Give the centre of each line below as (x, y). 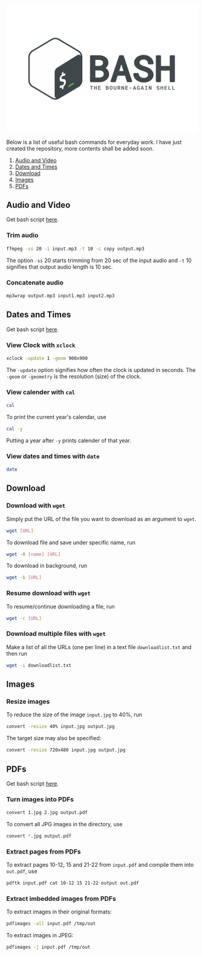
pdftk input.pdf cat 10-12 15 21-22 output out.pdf (73, 883)
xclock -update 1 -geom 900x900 (47, 358)
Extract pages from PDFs (44, 852)
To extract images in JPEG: (40, 935)
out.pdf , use (22, 871)
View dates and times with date (53, 456)
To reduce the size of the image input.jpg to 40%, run (74, 715)
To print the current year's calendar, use (57, 417)
